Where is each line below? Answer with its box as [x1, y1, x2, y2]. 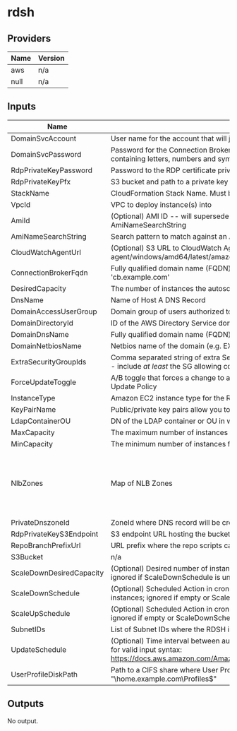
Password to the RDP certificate [110, 165, 217, 175]
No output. [7, 716, 39, 725]
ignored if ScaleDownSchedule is [110, 572, 221, 582]
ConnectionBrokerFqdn [11, 268, 88, 278]
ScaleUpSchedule [11, 608, 71, 618]
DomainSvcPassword [11, 149, 82, 159]
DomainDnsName [11, 329, 69, 339]
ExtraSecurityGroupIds [11, 357, 87, 367]
